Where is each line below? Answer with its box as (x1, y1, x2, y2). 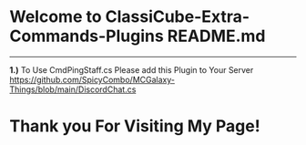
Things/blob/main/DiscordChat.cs (9, 84, 137, 95)
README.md (167, 26, 266, 47)
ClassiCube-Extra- (105, 6, 250, 27)
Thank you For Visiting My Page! (9, 116, 261, 137)
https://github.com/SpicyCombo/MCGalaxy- (9, 74, 176, 85)
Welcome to (9, 6, 102, 27)
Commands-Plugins (9, 26, 164, 47)
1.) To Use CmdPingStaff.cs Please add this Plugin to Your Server (9, 64, 254, 75)
